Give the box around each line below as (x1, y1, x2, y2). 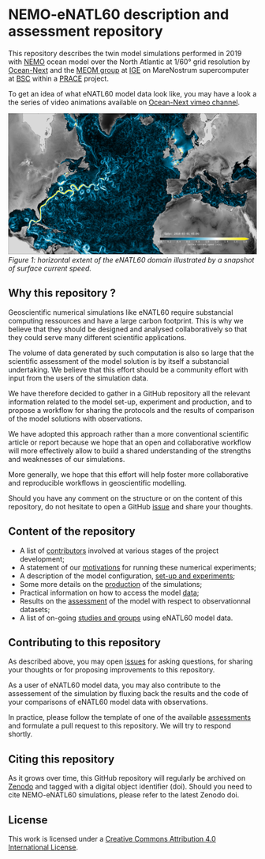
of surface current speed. (8, 263, 92, 273)
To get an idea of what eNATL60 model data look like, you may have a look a (8, 89, 257, 98)
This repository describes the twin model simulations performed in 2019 (8, 48, 242, 58)
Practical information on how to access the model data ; (19, 588, 200, 597)
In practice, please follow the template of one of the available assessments (8, 713, 251, 722)
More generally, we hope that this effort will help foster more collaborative (8, 469, 248, 479)
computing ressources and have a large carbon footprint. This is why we (8, 316, 244, 325)
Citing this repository (8, 752, 115, 766)
